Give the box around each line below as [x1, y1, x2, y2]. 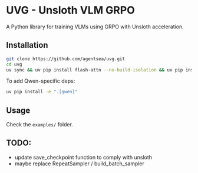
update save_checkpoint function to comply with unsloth [14, 154, 152, 161]
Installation [6, 40, 48, 50]
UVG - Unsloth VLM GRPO [6, 4, 135, 17]
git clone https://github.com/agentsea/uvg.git [6, 56, 126, 62]
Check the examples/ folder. [6, 121, 74, 128]
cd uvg [6, 61, 22, 67]
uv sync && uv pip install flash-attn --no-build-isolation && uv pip [6, 67, 183, 73]
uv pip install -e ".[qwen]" [6, 89, 78, 95]
